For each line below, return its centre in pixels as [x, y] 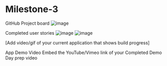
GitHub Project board [27, 23]
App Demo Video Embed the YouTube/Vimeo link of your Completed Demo [83, 52]
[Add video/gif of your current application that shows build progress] [78, 43]
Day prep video [21, 58]
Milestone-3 [32, 9]
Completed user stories [30, 33]
